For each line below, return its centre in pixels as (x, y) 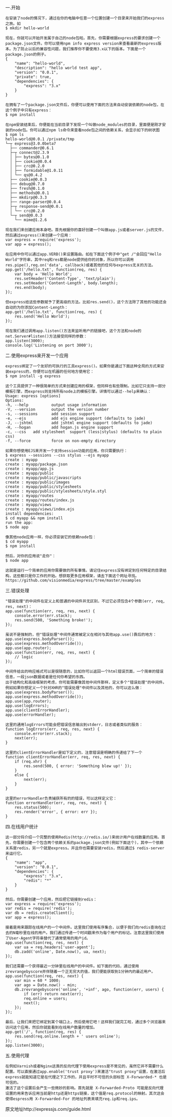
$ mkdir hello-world (27, 28)
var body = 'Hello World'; (43, 274)
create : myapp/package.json (36, 464)
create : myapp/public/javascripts (43, 478)
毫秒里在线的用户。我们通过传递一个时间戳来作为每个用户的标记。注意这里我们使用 (90, 933)
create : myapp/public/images (38, 482)
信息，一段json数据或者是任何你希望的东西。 (46, 677)
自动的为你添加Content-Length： (37, 307)
